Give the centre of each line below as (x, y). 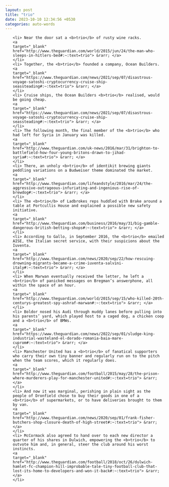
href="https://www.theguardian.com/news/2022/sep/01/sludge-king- (84, 334)
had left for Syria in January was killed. (59, 135)
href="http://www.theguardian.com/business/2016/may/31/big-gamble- (86, 224)
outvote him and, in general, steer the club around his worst (80, 445)
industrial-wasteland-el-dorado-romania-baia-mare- (68, 338)
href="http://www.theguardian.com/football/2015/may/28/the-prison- (86, 374)
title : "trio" (20, 15)
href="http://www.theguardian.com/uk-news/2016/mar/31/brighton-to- (86, 149)
